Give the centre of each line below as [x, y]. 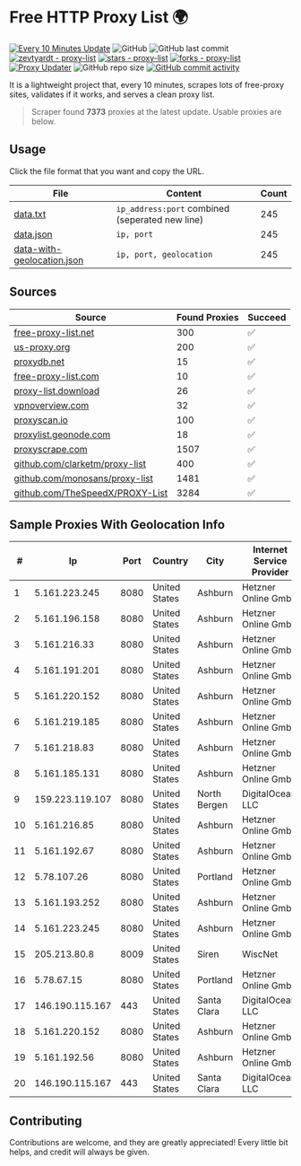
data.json [33, 234]
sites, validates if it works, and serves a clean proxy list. [112, 94]
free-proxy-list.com [57, 376]
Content [184, 193]
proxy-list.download [57, 390]
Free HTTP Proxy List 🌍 [99, 18]
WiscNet [260, 954]
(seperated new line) [160, 219]
